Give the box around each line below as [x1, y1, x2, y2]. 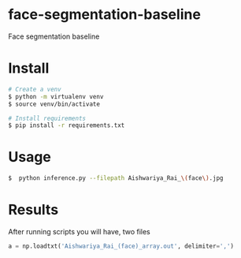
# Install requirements [8, 114, 87, 122]
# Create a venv [8, 85, 61, 93]
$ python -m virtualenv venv [8, 92, 104, 100]
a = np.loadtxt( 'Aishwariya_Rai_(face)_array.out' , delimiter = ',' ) [8, 242, 235, 250]
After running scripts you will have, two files [8, 227, 151, 236]
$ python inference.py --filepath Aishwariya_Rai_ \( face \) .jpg [8, 174, 224, 182]
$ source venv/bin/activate [8, 100, 101, 108]
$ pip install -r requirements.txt [8, 122, 125, 129]
